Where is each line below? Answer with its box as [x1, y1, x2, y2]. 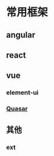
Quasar [6, 104, 28, 113]
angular [6, 29, 36, 40]
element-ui [6, 88, 39, 97]
